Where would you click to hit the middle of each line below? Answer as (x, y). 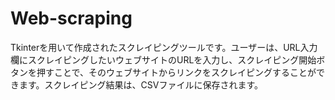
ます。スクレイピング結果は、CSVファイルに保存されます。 (141, 84)
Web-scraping (71, 18)
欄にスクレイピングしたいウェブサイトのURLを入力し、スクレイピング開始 (163, 59)
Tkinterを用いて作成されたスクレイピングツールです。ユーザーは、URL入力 (164, 47)
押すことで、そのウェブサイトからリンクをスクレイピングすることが (176, 72)
